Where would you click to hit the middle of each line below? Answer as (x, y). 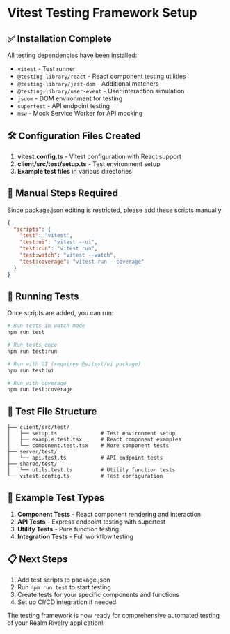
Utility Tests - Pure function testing (68, 529)
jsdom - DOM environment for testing (70, 98)
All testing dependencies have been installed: (72, 55)
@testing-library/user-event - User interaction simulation (101, 91)
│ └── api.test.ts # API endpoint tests (85, 458)
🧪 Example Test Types (56, 498)
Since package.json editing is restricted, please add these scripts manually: (115, 210)
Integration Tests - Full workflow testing (75, 536)
